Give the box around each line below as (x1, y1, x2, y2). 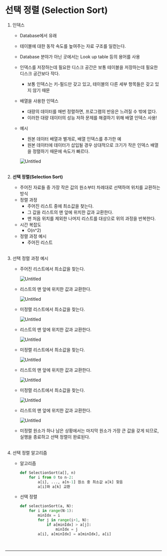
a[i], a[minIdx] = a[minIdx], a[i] (37, 531, 112, 537)
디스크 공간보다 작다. (19, 70, 60, 76)
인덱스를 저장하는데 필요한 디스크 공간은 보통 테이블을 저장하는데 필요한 (19, 64, 158, 70)
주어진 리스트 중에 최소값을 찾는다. (27, 203, 94, 209)
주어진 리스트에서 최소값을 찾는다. (19, 266, 85, 272)
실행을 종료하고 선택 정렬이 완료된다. (19, 434, 90, 440)
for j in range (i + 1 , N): (37, 518, 89, 523)
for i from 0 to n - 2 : (29, 475, 74, 480)
